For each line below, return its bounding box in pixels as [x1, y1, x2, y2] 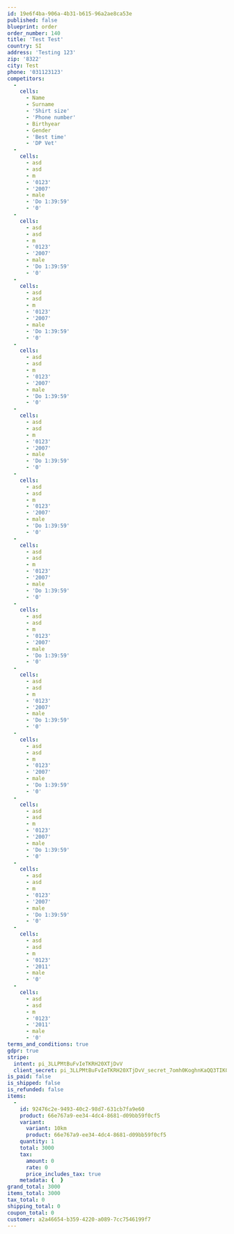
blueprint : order [7, 23, 58, 30]
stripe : [7, 1053, 30, 1060]
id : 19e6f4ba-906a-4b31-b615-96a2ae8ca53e [7, 10, 132, 17]
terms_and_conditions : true [7, 1041, 89, 1048]
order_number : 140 [7, 29, 61, 37]
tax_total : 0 [7, 1196, 45, 1203]
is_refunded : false [7, 1086, 64, 1093]
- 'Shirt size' [25, 107, 70, 114]
